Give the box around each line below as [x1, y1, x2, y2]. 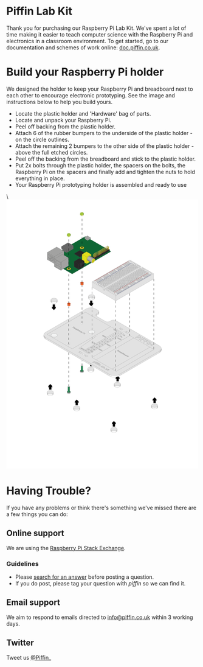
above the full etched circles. [15, 148, 88, 156]
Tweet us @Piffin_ [6, 654, 52, 661]
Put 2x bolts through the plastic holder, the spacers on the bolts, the [15, 161, 186, 169]
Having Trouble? [6, 484, 91, 498]
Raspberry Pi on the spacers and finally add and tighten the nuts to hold [15, 168, 196, 175]
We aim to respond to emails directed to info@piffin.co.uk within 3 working [6, 613, 193, 621]
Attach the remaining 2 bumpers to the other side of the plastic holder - [15, 142, 194, 150]
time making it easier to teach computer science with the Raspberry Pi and [6, 30, 193, 38]
